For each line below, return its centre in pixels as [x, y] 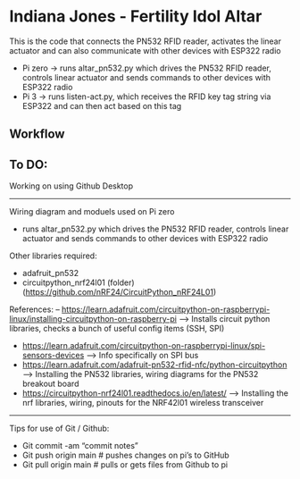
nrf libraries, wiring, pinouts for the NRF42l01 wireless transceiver [143, 403]
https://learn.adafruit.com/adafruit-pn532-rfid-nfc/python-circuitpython [154, 365]
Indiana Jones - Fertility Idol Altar [136, 17]
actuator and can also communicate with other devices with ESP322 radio [145, 50]
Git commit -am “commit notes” [80, 446]
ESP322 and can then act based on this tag [102, 105]
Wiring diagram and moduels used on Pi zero [92, 212]
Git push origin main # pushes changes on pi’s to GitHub [125, 455]
